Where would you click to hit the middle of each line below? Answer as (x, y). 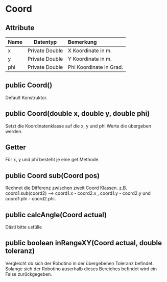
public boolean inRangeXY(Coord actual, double (84, 243)
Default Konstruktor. (26, 97)
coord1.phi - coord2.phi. (31, 199)
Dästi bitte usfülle (24, 227)
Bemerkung (82, 42)
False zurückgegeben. (29, 274)
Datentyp (45, 42)
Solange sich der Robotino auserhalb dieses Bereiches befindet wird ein (81, 269)
